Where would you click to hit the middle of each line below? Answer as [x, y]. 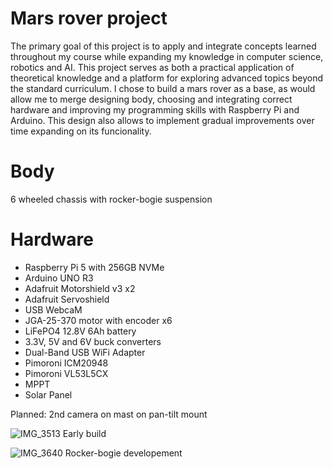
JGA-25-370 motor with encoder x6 [98, 320]
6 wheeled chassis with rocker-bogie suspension [111, 199]
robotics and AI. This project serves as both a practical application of [152, 67]
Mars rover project [89, 18]
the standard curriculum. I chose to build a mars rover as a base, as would [163, 88]
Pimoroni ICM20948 [66, 363]
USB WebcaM [53, 309]
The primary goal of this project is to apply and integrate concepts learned [163, 46]
